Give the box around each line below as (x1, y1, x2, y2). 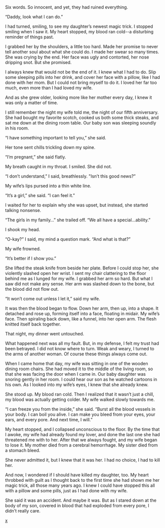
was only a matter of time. (5, 100, 58, 106)
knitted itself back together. (5, 321, 61, 327)
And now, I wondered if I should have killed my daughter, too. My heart (5, 472, 149, 478)
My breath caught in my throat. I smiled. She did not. (5, 164, 112, 169)
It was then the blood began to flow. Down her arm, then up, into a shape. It (5, 305, 159, 311)
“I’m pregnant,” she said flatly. (5, 154, 66, 160)
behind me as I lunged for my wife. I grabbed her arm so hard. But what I (5, 275, 153, 281)
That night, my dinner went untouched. (5, 331, 84, 336)
